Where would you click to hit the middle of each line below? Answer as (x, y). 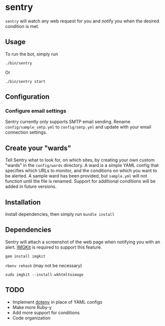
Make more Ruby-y (32, 307)
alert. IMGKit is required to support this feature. (54, 247)
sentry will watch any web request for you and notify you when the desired (82, 21)
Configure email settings (36, 111)
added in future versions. (31, 186)
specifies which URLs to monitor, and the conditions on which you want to (81, 170)
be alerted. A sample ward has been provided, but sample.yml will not (76, 176)
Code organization (31, 318)
